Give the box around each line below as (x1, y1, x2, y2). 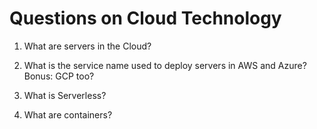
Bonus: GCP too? (23, 70, 95, 82)
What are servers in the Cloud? (23, 40, 152, 52)
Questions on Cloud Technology (9, 7, 282, 30)
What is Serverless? (23, 89, 107, 101)
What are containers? (23, 108, 113, 121)
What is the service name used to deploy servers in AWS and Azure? (23, 59, 307, 71)
